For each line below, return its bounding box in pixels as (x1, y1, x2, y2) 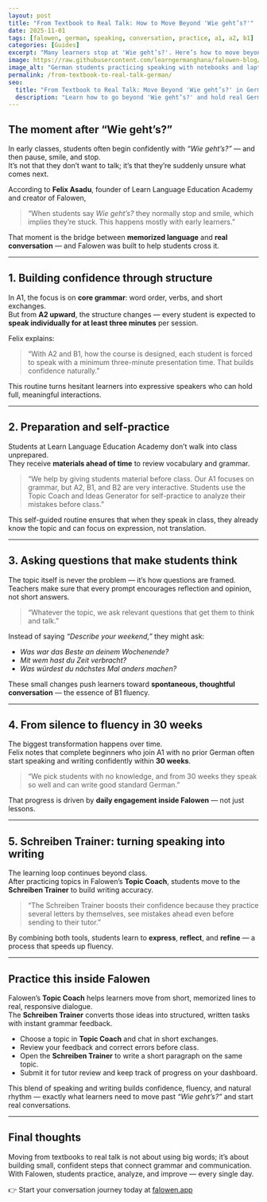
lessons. (8, 804, 36, 814)
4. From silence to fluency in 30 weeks (8, 718, 203, 732)
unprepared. (8, 450, 49, 459)
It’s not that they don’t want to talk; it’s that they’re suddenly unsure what (8, 161, 246, 171)
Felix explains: (8, 333, 55, 343)
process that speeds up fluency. (8, 941, 114, 951)
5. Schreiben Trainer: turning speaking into (8, 835, 226, 848)
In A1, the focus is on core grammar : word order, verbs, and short (8, 293, 223, 302)
